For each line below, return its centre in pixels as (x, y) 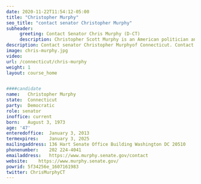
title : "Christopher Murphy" (42, 17)
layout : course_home (32, 73)
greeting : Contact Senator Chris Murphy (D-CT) (80, 34)
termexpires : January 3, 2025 (48, 139)
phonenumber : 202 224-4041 (44, 150)
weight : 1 (19, 67)
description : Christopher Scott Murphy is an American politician (104, 39)
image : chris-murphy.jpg (37, 51)
